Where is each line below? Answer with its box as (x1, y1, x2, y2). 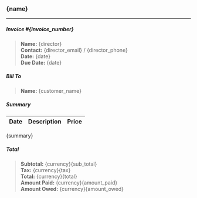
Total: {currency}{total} (20, 173, 77, 180)
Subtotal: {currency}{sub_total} (20, 160, 97, 167)
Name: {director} (20, 41, 62, 48)
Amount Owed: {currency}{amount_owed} (20, 186, 124, 193)
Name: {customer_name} (20, 88, 82, 95)
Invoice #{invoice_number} (6, 25, 74, 32)
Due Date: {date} (20, 59, 62, 66)
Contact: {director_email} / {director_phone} (20, 46, 128, 54)
